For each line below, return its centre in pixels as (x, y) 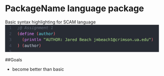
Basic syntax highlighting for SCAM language (51, 22)
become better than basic (38, 69)
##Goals (14, 59)
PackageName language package (75, 9)
